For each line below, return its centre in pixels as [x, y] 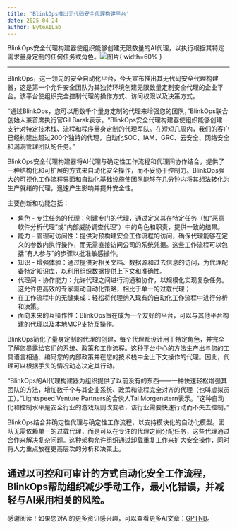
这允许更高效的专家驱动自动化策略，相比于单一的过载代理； [104, 289]
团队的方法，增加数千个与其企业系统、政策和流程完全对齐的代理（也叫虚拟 [115, 390]
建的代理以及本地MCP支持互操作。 [68, 324]
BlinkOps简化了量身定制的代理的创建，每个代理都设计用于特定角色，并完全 [116, 339]
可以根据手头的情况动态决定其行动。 [66, 366]
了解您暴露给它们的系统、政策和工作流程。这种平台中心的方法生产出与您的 [115, 348]
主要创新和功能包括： [38, 203]
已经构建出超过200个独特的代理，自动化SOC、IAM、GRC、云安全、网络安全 [119, 138]
